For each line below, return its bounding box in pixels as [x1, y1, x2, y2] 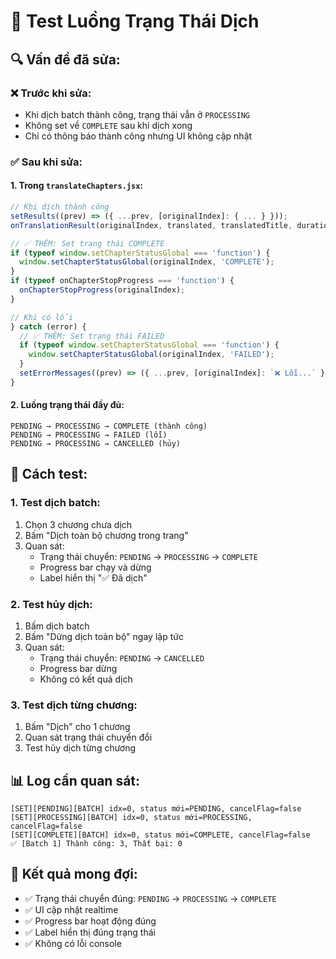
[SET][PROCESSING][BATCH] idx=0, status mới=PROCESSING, [10, 813, 253, 823]
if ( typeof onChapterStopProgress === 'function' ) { [10, 276, 235, 286]
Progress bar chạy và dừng [39, 561, 152, 573]
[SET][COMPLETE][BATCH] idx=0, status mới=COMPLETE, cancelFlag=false [10, 830, 311, 840]
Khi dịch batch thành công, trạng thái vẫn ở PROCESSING [24, 108, 250, 120]
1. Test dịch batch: [10, 496, 101, 510]
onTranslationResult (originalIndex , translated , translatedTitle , [10, 220, 293, 230]
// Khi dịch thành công [10, 202, 110, 212]
